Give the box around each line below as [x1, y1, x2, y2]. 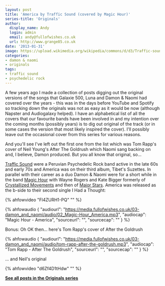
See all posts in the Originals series [5, 275, 79, 281]
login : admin [9, 30, 36, 35]
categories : [5, 53, 29, 58]
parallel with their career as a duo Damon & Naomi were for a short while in [5, 171, 157, 178]
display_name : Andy [9, 26, 50, 31]
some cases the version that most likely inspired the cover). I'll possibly [5, 126, 150, 132]
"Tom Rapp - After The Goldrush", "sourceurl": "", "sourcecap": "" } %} [5, 246, 149, 252]
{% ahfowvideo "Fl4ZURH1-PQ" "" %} [5, 197, 82, 203]
